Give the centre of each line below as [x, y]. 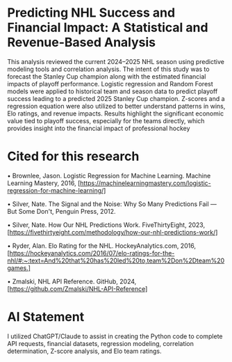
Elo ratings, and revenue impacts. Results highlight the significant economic [116, 113]
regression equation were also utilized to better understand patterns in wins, [116, 106]
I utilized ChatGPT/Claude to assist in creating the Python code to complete [115, 336]
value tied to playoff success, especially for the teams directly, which [106, 120]
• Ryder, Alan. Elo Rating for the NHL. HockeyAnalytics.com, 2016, [102, 246]
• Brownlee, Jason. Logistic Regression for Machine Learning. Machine [109, 175]
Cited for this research [73, 156]
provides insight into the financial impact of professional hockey [99, 128]
